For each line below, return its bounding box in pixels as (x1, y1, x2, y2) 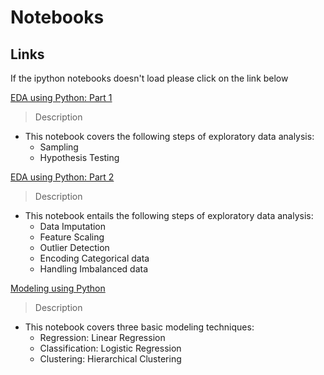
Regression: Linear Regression (39, 332, 166, 343)
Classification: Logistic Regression (39, 342, 182, 354)
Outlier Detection (39, 242, 110, 253)
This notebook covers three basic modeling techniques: (24, 321, 255, 333)
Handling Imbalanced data (39, 263, 149, 275)
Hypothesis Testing (39, 152, 120, 163)
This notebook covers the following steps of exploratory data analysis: (24, 131, 315, 142)
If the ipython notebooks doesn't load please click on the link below (10, 72, 289, 84)
